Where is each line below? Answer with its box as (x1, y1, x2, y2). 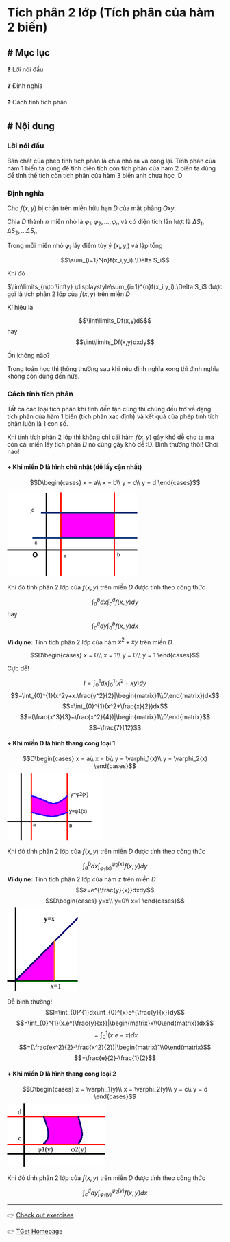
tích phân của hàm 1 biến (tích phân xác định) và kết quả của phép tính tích (7, 412, 219, 420)
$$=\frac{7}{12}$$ (88, 723, 142, 732)
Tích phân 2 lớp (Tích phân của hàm (7, 5, 215, 21)
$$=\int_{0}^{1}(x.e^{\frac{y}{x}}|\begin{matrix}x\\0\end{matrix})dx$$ (16, 1019, 214, 1027)
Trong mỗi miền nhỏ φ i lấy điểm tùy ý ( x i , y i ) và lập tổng (7, 241, 163, 251)
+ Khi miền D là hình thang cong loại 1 (7, 739, 115, 747)
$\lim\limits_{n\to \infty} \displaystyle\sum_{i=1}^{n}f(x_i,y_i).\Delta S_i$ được (7, 283, 223, 291)
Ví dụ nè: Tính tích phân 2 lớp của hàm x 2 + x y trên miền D (7, 637, 172, 646)
